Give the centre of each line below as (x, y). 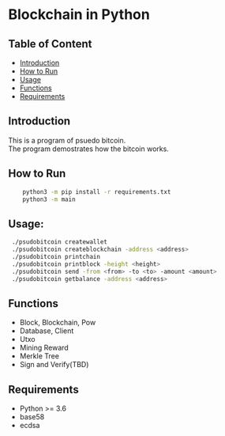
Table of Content (50, 44)
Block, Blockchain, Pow (58, 323)
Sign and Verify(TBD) (54, 365)
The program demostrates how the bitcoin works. (89, 149)
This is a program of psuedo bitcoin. (67, 140)
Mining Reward (44, 348)
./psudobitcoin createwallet (60, 242)
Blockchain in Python (79, 15)
